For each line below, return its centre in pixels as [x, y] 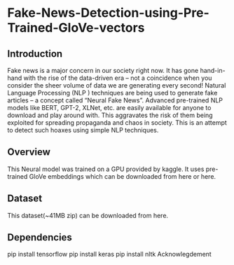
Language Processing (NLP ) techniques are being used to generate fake [112, 93]
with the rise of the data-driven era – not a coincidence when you [118, 78]
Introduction [35, 54]
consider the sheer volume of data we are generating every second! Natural [117, 85]
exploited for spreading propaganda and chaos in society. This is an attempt [117, 123]
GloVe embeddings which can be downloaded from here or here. [122, 176]
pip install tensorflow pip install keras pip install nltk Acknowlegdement [109, 254]
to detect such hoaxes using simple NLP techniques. [83, 130]
